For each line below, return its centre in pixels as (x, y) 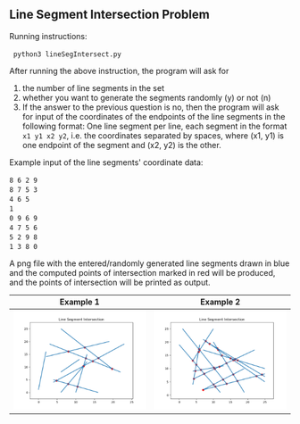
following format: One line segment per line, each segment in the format (154, 126)
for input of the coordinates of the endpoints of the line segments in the (154, 116)
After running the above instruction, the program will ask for (119, 71)
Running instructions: (48, 36)
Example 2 (221, 302)
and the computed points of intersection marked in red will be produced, (142, 272)
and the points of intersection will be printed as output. (110, 282)
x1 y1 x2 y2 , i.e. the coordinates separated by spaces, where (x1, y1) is (153, 135)
